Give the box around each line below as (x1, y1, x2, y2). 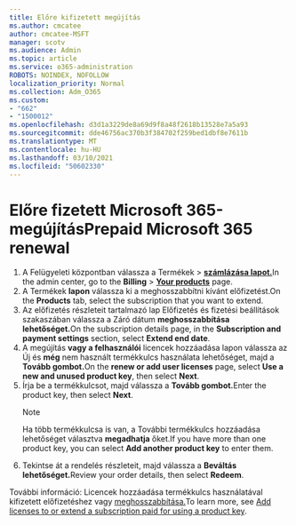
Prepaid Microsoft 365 (84, 219, 253, 239)
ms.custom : (9, 95, 50, 105)
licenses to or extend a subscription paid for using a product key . (9, 505, 247, 516)
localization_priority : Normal (9, 79, 125, 88)
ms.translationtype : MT (9, 137, 98, 146)
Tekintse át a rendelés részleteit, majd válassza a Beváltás (21, 460, 237, 471)
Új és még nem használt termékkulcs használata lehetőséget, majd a (21, 352, 275, 362)
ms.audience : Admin (9, 46, 82, 55)
